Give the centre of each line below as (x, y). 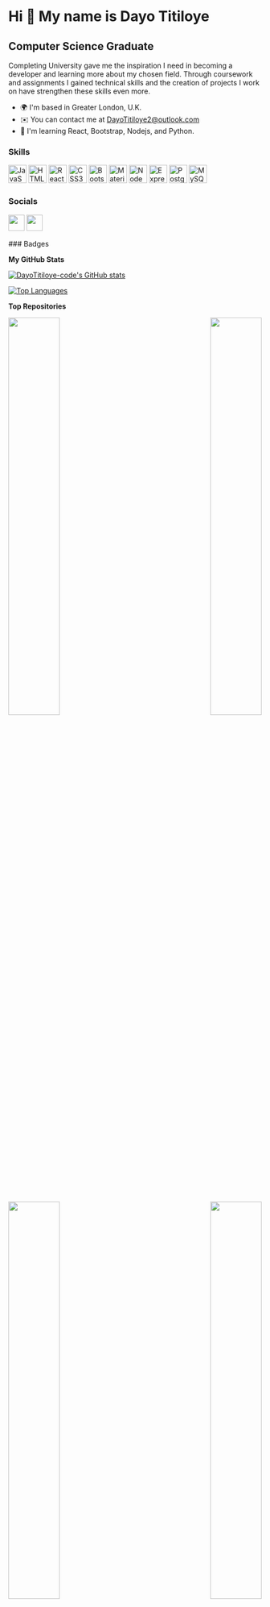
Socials (23, 201)
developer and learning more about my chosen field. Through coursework (131, 74)
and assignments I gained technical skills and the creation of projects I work (134, 83)
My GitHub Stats (37, 259)
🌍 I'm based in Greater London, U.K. (81, 107)
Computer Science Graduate (81, 46)
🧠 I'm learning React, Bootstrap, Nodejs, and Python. (107, 131)
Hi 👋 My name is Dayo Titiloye (109, 17)
